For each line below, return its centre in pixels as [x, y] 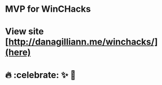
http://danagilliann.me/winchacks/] [83, 42]
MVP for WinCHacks [48, 9]
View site [25, 32]
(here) [18, 52]
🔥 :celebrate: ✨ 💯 [41, 75]
